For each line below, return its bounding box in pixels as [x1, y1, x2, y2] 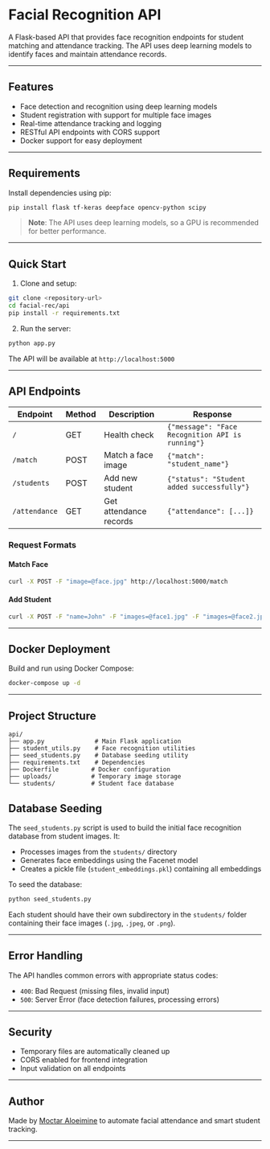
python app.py [8, 339, 56, 347]
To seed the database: [8, 879, 83, 889]
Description [108, 408, 155, 420]
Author [8, 1094, 44, 1108]
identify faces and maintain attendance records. [8, 49, 167, 59]
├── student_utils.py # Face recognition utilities [8, 745, 196, 753]
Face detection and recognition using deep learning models [19, 101, 218, 111]
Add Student [8, 595, 52, 605]
